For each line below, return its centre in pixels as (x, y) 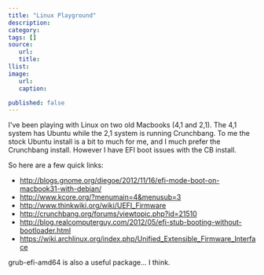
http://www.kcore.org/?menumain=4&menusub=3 (100, 197)
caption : (33, 88)
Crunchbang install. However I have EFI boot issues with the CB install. (123, 150)
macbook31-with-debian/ (60, 189)
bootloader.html (45, 231)
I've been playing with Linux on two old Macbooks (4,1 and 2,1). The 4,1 (123, 125)
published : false (37, 103)
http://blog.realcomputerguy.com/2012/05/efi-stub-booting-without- (130, 222)
